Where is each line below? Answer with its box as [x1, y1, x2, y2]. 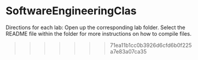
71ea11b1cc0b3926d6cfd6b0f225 [110, 42, 193, 49]
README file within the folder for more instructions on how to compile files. [5, 30, 192, 37]
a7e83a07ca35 [110, 48, 147, 55]
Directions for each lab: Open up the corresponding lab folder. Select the [5, 24, 185, 31]
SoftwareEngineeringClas [5, 4, 137, 18]
